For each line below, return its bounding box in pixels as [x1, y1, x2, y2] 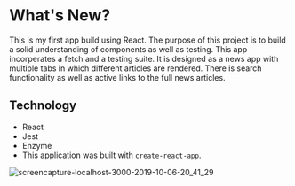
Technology [9, 98, 77, 113]
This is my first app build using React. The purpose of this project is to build [9, 35, 286, 45]
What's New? [9, 5, 111, 26]
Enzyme [21, 140, 52, 151]
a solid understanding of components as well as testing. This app [9, 43, 248, 54]
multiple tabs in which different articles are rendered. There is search [9, 63, 262, 74]
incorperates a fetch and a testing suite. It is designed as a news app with [9, 53, 279, 64]
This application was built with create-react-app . [21, 150, 202, 160]
